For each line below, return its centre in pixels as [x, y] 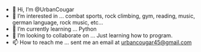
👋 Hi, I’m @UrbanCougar [43, 9]
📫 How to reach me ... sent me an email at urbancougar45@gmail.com [102, 42]
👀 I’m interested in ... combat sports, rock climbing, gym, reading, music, [104, 16]
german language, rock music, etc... [58, 22]
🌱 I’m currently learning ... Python [54, 29]
